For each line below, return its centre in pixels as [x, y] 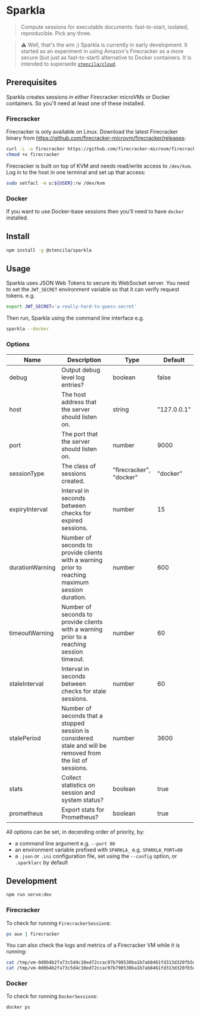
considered [77, 738]
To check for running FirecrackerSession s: [59, 923]
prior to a [74, 637]
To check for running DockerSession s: [52, 996]
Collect [71, 778]
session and [78, 792]
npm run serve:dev [29, 895]
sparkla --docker [28, 329]
